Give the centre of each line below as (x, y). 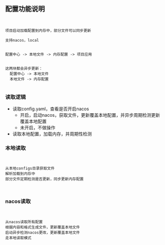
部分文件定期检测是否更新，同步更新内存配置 (44, 179)
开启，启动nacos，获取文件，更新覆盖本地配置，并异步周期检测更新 (90, 115)
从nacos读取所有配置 (24, 222)
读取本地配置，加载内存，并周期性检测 (52, 134)
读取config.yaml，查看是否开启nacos (51, 109)
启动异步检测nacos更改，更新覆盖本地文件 (43, 232)
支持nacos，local (22, 40)
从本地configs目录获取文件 (30, 169)
